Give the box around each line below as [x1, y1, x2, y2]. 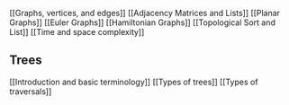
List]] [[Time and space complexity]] [9, 27, 145, 37]
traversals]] [9, 85, 52, 97]
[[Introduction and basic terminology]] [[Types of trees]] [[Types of [9, 76, 258, 87]
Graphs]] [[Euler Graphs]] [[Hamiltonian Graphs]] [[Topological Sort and [9, 17, 276, 28]
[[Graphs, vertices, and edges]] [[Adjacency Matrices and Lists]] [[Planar [9, 8, 281, 18]
